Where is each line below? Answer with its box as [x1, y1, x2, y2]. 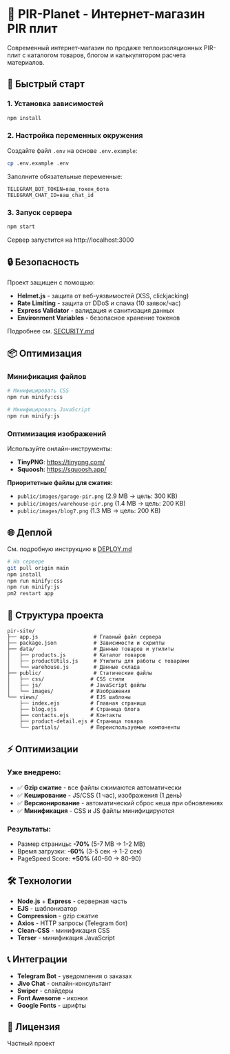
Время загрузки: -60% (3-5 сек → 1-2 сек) [17, 847, 143, 855]
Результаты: [7, 824, 52, 834]
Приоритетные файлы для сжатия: [7, 479, 114, 487]
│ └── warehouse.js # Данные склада [7, 664, 140, 671]
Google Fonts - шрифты [17, 1001, 87, 1009]
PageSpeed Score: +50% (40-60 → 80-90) [17, 854, 141, 862]
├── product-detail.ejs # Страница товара [19, 718, 143, 725]
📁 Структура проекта [7, 609, 104, 621]
